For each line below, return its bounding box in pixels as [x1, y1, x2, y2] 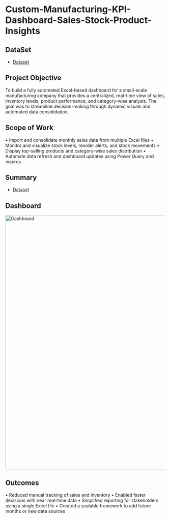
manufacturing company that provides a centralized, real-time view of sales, [5, 93, 165, 99]
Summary [5, 173, 37, 182]
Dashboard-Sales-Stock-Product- [5, 14, 152, 26]
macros [5, 159, 21, 165]
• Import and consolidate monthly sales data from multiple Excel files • [5, 137, 154, 143]
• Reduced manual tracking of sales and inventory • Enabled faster [5, 492, 146, 498]
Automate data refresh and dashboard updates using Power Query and [5, 153, 154, 159]
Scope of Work [5, 124, 53, 132]
